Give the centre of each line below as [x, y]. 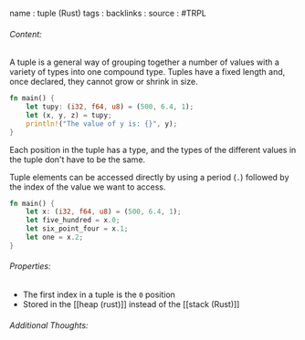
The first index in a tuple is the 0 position [99, 294]
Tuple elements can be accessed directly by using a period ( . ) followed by [149, 177]
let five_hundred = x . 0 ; [73, 221]
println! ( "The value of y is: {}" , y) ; [102, 124]
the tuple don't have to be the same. [78, 160]
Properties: [30, 266]
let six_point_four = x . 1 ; [77, 229]
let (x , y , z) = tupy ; [69, 115]
